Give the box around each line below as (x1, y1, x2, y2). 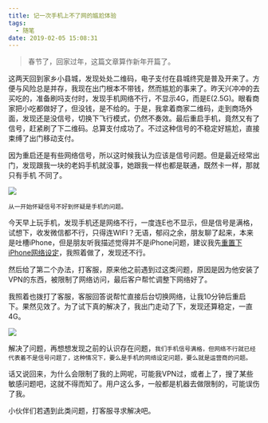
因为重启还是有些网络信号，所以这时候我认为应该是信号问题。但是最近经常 (8, 151, 253, 160)
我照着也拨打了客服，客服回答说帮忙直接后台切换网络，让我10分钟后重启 (8, 292, 246, 302)
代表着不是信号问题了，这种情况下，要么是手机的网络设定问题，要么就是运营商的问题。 (8, 354, 252, 362)
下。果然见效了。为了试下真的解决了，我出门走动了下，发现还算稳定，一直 (8, 302, 253, 311)
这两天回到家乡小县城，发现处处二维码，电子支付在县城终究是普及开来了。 (8, 73, 253, 84)
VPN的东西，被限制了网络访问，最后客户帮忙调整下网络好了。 (8, 275, 212, 284)
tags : (8, 19, 26, 27)
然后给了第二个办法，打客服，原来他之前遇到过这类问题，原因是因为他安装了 (8, 265, 260, 275)
